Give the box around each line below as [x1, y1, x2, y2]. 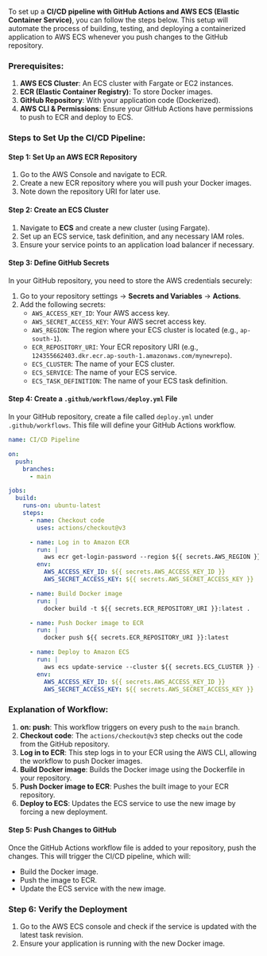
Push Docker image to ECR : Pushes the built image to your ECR [19, 781, 229, 791]
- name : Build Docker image [29, 589, 123, 597]
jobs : [8, 486, 26, 495]
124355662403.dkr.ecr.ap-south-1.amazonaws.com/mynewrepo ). [31, 350, 233, 360]
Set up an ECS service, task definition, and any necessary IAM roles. [19, 231, 245, 241]
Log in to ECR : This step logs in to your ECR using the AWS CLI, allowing [19, 747, 257, 757]
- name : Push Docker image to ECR [29, 619, 145, 627]
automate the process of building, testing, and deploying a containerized [8, 24, 246, 33]
